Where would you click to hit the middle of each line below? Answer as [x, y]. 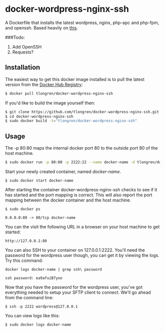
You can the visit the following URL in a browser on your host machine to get [82, 227]
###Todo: [15, 37]
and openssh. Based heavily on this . [42, 27]
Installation [23, 67]
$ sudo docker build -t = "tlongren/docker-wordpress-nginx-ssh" [71, 121]
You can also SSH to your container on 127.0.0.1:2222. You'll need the [75, 250]
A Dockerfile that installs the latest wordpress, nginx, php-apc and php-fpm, [82, 23]
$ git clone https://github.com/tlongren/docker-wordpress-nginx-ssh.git [82, 112]
